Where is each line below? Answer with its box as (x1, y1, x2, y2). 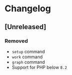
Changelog (4, 3, 51, 14)
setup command (11, 48, 45, 54)
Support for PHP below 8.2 (11, 64, 68, 70)
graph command (11, 59, 45, 65)
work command (11, 54, 43, 60)
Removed (4, 37, 28, 44)
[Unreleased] (4, 23, 47, 31)
